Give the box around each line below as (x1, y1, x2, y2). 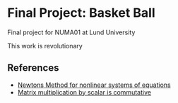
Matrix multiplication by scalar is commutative (17, 88, 152, 96)
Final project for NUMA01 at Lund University (7, 28, 136, 36)
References (7, 62, 59, 74)
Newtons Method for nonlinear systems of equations (17, 81, 171, 89)
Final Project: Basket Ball (7, 5, 155, 21)
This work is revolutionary (7, 41, 83, 50)
